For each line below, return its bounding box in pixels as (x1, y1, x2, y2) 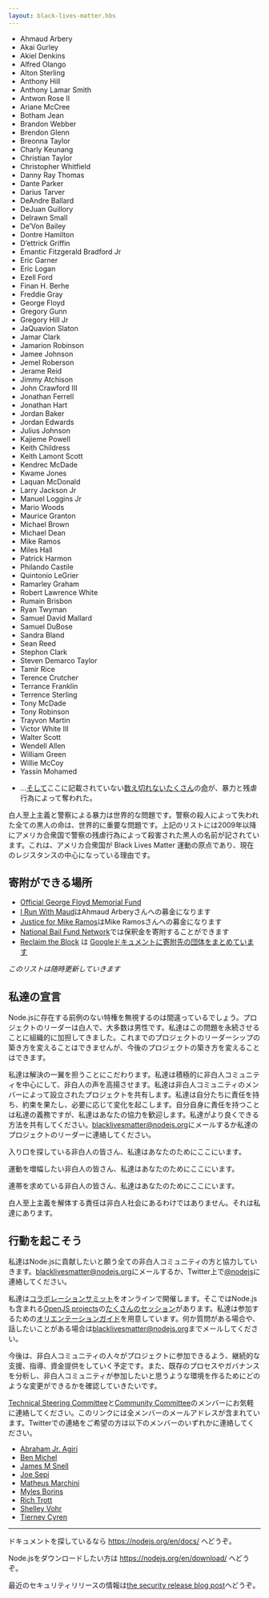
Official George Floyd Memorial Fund (19, 897, 142, 907)
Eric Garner (19, 255, 58, 265)
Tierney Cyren (19, 1512, 68, 1522)
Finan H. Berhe (19, 281, 70, 290)
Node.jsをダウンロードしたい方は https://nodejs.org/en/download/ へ (8, 1553, 236, 1564)
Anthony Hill (19, 76, 61, 86)
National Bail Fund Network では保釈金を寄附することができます (19, 927, 230, 937)
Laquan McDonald (19, 476, 81, 486)
